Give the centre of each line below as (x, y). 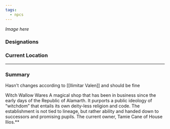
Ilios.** (12, 122)
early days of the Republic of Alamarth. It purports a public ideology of (79, 101)
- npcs (17, 15)
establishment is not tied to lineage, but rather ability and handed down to (82, 111)
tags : (11, 10)
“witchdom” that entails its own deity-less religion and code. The (73, 106)
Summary (18, 75)
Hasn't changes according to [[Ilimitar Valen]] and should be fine (73, 86)
